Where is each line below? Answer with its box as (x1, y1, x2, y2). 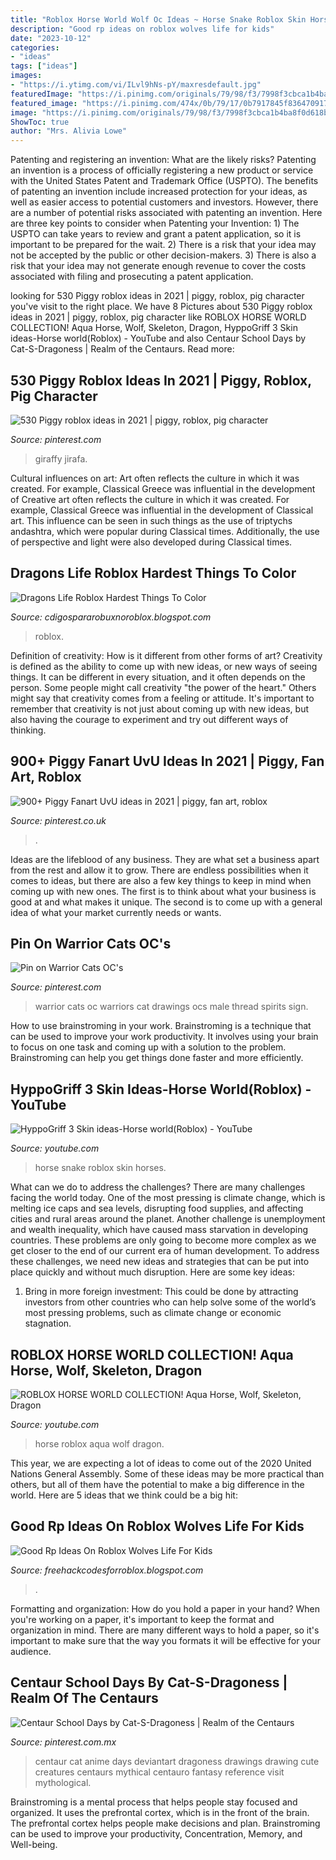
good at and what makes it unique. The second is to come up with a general (10, 896, 323, 908)
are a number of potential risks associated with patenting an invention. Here (10, 207, 323, 219)
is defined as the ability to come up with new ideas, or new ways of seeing (10, 660, 318, 672)
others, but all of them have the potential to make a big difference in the (10, 1479, 305, 1490)
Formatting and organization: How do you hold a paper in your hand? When (10, 1602, 321, 1615)
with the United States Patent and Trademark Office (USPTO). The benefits (10, 175, 319, 187)
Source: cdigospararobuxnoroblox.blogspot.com (10, 611, 212, 623)
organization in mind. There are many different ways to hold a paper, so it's (10, 1624, 320, 1636)
